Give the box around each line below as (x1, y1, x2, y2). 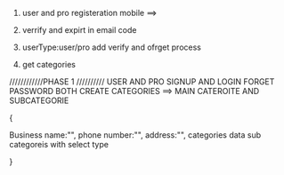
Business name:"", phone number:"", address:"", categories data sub (9, 130, 262, 140)
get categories (21, 60, 76, 69)
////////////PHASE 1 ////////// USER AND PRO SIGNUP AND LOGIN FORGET (9, 76, 275, 87)
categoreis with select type (9, 139, 110, 149)
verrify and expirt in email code (21, 25, 137, 35)
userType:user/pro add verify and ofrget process (21, 42, 202, 52)
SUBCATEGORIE (9, 95, 69, 106)
